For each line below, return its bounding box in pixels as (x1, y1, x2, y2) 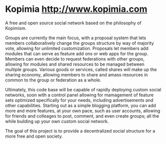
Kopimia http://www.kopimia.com (5, 3, 148, 15)
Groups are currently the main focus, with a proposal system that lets (5, 35, 146, 41)
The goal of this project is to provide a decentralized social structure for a (5, 128, 155, 134)
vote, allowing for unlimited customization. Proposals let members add (5, 45, 149, 51)
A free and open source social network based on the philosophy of (5, 20, 142, 26)
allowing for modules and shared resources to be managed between (5, 61, 145, 67)
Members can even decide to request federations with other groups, (5, 56, 145, 62)
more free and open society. (5, 133, 63, 139)
